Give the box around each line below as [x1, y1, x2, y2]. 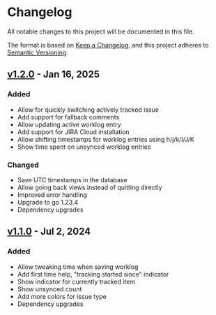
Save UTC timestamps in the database [17, 175, 128, 184]
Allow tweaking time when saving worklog [17, 263, 139, 271]
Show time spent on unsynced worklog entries [17, 142, 151, 151]
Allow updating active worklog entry [17, 120, 121, 129]
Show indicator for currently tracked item [17, 277, 136, 286]
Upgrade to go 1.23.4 [17, 198, 79, 206]
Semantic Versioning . [7, 48, 68, 57]
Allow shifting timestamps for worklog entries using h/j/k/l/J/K [17, 135, 195, 143]
